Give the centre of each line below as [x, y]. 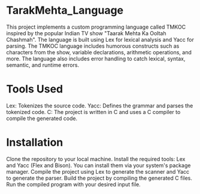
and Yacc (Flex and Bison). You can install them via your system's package [99, 165]
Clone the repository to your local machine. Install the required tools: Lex [96, 159]
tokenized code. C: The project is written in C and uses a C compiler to [93, 112]
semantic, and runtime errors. [43, 65]
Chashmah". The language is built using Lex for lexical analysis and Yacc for [100, 39]
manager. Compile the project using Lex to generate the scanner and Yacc [98, 171]
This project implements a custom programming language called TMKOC [96, 27]
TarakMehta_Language [65, 10]
